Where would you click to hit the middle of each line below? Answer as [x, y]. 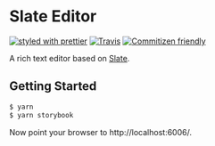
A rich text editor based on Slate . [70, 58]
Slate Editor [53, 16]
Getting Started [53, 86]
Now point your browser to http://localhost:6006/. [100, 132]
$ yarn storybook [41, 115]
